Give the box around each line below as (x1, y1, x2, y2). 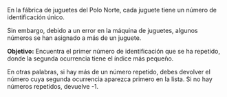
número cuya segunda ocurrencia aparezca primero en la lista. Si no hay (7, 75, 213, 83)
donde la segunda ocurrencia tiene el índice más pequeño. (7, 54, 174, 63)
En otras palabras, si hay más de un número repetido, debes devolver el (7, 68, 211, 76)
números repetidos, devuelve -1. (7, 83, 99, 90)
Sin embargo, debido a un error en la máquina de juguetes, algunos (7, 27, 198, 34)
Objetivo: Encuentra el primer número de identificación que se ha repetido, (7, 47, 220, 55)
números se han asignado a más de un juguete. (7, 34, 142, 42)
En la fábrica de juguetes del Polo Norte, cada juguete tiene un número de (7, 6, 217, 14)
